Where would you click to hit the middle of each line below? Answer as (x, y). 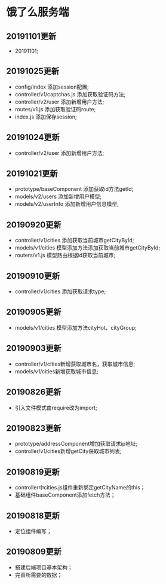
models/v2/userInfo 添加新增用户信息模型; (67, 204)
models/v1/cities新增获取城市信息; (56, 371)
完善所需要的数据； (39, 574)
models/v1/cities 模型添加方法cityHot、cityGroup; (76, 327)
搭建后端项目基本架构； (44, 567)
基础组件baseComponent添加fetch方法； (65, 495)
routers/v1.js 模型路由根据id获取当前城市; (65, 255)
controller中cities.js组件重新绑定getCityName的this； (80, 488)
